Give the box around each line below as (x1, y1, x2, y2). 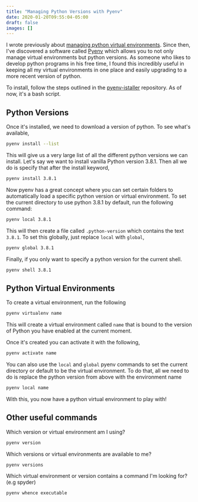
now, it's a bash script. (6, 90, 61, 97)
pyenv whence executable (6, 490, 67, 496)
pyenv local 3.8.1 (6, 216, 51, 222)
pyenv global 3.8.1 (6, 245, 54, 251)
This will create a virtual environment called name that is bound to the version (6, 321, 192, 328)
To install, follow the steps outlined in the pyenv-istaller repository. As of (6, 84, 182, 92)
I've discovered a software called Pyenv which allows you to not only (6, 48, 174, 55)
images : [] (6, 25, 33, 31)
